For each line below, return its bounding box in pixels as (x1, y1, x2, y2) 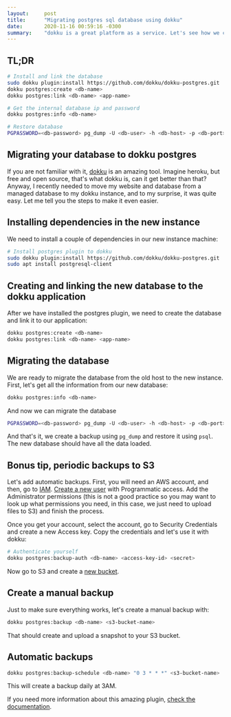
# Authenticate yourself (7, 548, 78, 555)
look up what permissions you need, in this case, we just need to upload (7, 500, 212, 508)
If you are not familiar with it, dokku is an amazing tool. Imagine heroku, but (7, 167, 220, 176)
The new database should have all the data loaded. (7, 439, 152, 448)
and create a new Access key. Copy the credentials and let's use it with (7, 528, 209, 536)
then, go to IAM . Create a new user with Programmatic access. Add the (7, 485, 208, 493)
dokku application (7, 291, 86, 302)
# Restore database (7, 123, 63, 131)
